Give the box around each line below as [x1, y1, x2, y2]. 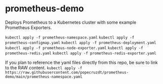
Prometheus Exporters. [5, 24, 52, 30]
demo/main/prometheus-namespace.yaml [5, 74, 83, 79]
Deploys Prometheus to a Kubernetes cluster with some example [5, 19, 136, 25]
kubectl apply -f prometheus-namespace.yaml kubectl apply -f [5, 35, 134, 40]
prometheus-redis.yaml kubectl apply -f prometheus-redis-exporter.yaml [5, 50, 157, 56]
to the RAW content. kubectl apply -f [5, 65, 82, 71]
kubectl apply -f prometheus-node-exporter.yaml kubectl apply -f [5, 45, 143, 50]
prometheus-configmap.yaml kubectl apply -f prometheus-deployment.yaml [5, 40, 157, 45]
